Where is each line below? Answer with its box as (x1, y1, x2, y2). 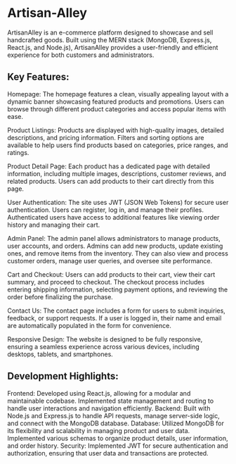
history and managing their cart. (7, 220, 100, 229)
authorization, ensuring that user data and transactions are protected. (7, 449, 209, 457)
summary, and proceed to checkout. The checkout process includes (7, 277, 205, 286)
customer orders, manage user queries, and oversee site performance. (7, 256, 213, 265)
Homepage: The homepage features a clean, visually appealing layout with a (7, 89, 229, 98)
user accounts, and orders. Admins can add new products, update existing (7, 242, 223, 250)
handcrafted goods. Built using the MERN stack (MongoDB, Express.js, (7, 35, 212, 44)
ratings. (7, 148, 29, 156)
